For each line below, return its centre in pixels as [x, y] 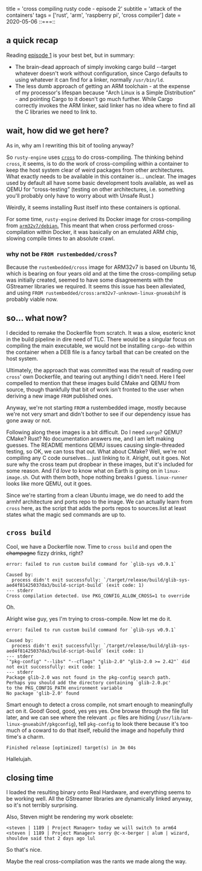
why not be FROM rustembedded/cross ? [62, 254]
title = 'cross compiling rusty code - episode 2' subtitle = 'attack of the [94, 9]
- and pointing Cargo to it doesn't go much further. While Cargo [94, 99]
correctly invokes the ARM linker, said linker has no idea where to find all [105, 105]
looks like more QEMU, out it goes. [49, 484]
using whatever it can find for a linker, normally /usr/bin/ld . [90, 79]
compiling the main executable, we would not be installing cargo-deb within [99, 345]
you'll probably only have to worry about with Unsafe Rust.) [80, 195]
